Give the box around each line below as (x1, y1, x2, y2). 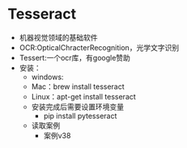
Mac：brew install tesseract (31, 82, 125, 91)
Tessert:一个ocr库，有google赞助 (19, 53, 131, 62)
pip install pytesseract (43, 111, 117, 121)
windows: (31, 72, 64, 82)
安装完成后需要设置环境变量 (31, 102, 125, 112)
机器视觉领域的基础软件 (19, 32, 98, 42)
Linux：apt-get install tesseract (31, 91, 137, 101)
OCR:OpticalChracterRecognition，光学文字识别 (19, 42, 180, 53)
